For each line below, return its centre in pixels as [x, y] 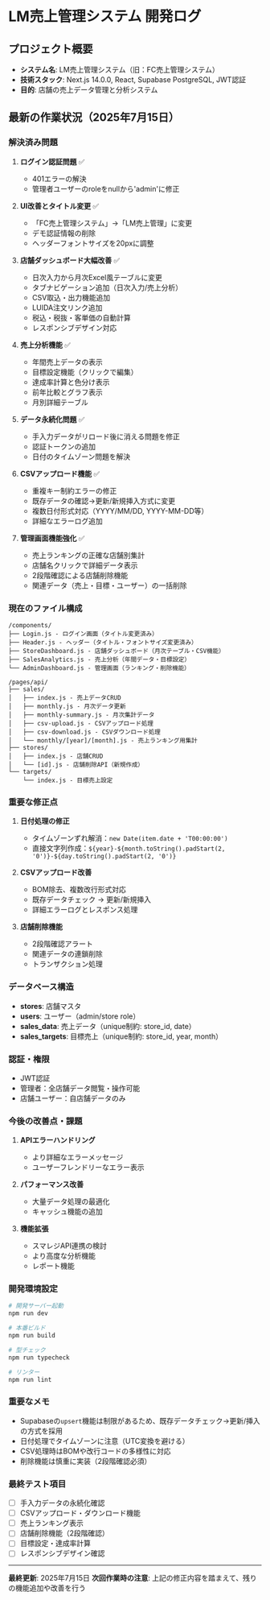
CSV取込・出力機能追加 [71, 297]
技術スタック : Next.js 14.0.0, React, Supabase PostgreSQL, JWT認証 [133, 80]
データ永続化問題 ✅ [52, 419]
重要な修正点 [33, 802]
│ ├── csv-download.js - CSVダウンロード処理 [84, 732]
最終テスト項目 [37, 1484]
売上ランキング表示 [52, 1524]
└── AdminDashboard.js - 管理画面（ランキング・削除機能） [99, 668]
